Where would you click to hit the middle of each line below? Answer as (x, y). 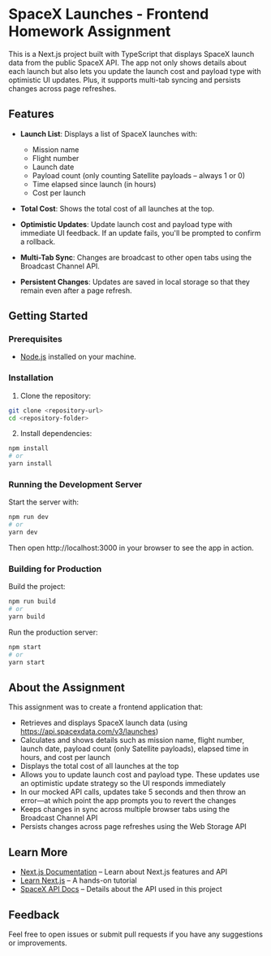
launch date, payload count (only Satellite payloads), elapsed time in (134, 749)
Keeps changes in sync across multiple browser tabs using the (125, 810)
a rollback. (38, 242)
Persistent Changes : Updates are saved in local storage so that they (135, 282)
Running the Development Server (75, 485)
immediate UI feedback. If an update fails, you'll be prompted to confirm (140, 233)
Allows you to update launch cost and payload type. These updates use (140, 775)
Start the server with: (44, 502)
